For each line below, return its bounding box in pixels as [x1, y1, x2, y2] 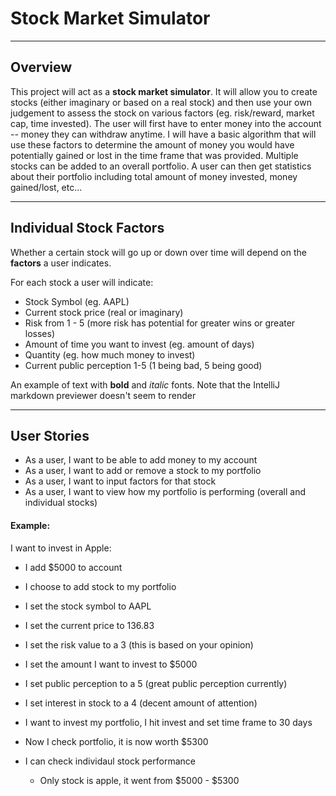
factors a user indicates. [10, 257, 112, 269]
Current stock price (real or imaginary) [24, 306, 184, 318]
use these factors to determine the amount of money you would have [10, 138, 295, 151]
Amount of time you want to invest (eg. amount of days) [24, 338, 255, 350]
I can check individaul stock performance [24, 755, 196, 767]
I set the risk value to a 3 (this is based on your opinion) [24, 638, 254, 651]
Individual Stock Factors [10, 220, 165, 237]
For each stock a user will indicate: [10, 276, 154, 288]
